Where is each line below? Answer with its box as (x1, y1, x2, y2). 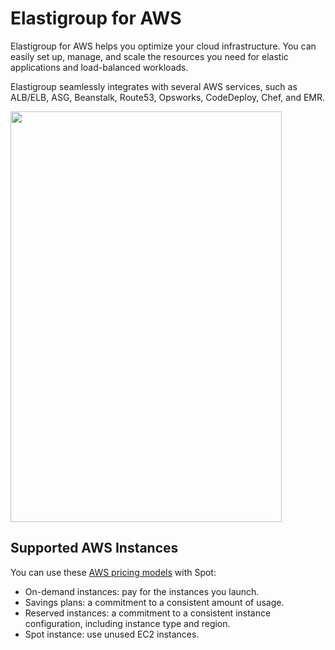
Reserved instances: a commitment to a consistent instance (24, 607, 272, 619)
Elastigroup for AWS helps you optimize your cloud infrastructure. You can (10, 40, 317, 52)
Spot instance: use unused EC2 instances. (24, 628, 200, 640)
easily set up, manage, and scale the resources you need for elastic (10, 50, 289, 62)
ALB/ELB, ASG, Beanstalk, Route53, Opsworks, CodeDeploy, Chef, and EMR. (10, 91, 326, 103)
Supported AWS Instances (10, 540, 179, 557)
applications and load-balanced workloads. (10, 61, 189, 73)
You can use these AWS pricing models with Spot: (10, 566, 217, 578)
